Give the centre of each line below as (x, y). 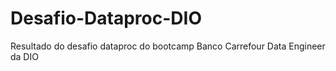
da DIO (24, 56)
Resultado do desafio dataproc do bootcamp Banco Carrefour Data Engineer (168, 46)
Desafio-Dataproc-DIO (106, 18)
